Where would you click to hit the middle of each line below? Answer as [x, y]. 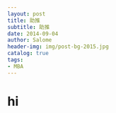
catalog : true [28, 54]
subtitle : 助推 [29, 27]
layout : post [27, 14]
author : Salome [30, 40]
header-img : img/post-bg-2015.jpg [58, 47]
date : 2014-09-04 [33, 34]
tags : [15, 60]
